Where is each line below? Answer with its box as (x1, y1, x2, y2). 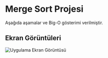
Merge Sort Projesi (5, 3, 84, 15)
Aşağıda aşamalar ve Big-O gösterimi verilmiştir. (5, 20, 103, 26)
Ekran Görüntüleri (5, 34, 61, 42)
